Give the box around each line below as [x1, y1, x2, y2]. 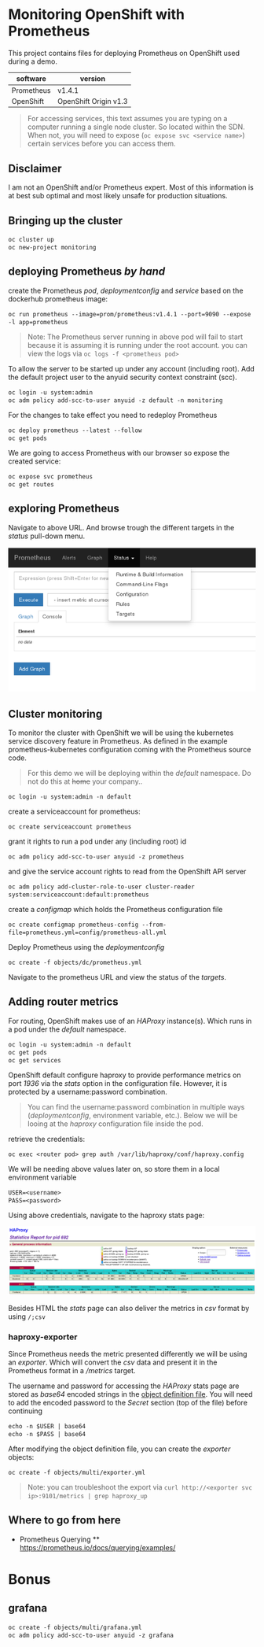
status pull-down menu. [8, 531, 86, 541]
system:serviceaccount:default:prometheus [8, 891, 149, 899]
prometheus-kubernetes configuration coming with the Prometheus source [8, 745, 251, 754]
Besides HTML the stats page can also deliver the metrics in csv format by [8, 1303, 250, 1313]
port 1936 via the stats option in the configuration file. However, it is [8, 1078, 228, 1088]
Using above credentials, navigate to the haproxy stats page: [8, 1210, 205, 1220]
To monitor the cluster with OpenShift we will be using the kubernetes [8, 728, 234, 737]
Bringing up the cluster [8, 214, 123, 227]
